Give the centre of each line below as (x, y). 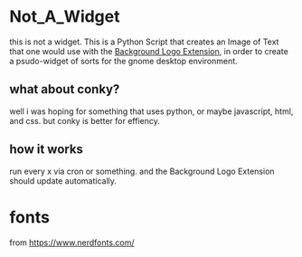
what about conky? (65, 89)
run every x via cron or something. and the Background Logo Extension (142, 171)
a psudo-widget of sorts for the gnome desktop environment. (123, 61)
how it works (47, 150)
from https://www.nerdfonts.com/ (72, 243)
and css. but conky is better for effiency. (85, 120)
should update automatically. (63, 181)
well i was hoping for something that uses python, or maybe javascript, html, (151, 111)
